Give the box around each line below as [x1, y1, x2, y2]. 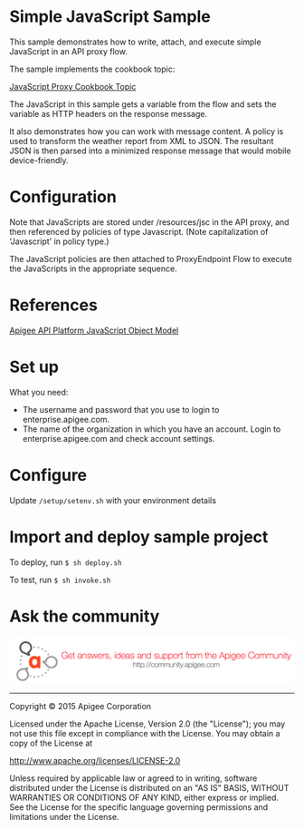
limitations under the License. [9, 812, 119, 823]
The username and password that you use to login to [22, 404, 220, 414]
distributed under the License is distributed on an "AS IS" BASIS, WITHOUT [9, 783, 290, 794]
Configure [9, 464, 88, 485]
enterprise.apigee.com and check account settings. [22, 433, 215, 444]
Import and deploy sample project [9, 526, 269, 547]
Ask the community [9, 606, 160, 627]
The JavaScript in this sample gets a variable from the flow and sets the [9, 98, 277, 110]
